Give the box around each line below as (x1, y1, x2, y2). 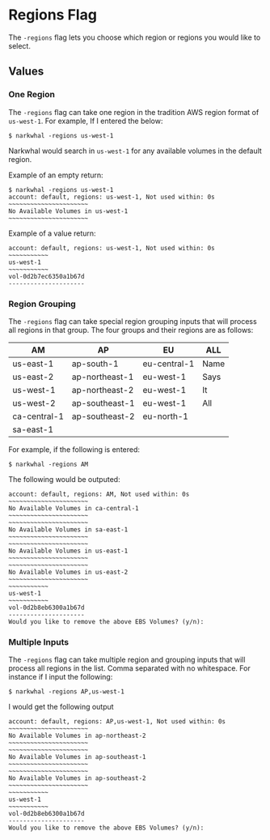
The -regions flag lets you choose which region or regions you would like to (8, 32, 261, 42)
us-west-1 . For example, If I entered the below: (8, 116, 163, 126)
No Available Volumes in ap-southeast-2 (8, 774, 147, 782)
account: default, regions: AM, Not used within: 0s (8, 490, 190, 498)
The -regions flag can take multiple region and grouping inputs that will (8, 655, 246, 665)
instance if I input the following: (8, 672, 113, 682)
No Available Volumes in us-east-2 (8, 568, 129, 576)
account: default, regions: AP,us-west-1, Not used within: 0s (8, 718, 226, 726)
